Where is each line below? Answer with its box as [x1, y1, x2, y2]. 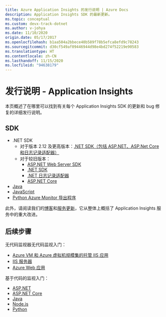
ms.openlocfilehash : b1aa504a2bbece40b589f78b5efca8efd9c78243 [5, 40, 139, 45]
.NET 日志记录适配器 [27, 172, 70, 178]
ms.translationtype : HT [5, 49, 55, 54]
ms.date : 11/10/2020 [5, 30, 48, 35]
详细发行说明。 [13, 109, 45, 115]
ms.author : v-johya [5, 26, 46, 31]
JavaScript [12, 189, 35, 195]
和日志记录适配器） [19, 149, 60, 155]
